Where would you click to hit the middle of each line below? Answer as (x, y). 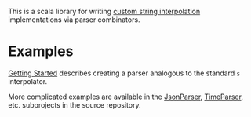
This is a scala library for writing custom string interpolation (104, 11)
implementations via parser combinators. (74, 20)
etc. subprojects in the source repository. (75, 104)
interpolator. (28, 81)
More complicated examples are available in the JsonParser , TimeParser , (125, 97)
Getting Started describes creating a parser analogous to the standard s (124, 73)
